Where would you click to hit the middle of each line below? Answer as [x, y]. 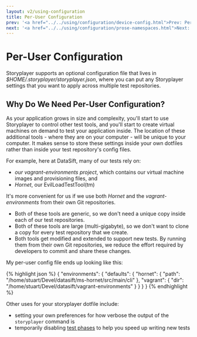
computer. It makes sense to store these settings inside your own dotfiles [94, 143]
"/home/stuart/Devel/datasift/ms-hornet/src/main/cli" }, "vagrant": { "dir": [95, 280]
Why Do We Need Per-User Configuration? [86, 104]
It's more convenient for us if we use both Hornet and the [75, 196]
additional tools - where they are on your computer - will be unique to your [96, 137]
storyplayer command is [45, 321]
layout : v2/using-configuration [45, 11]
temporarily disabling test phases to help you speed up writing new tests [102, 328]
